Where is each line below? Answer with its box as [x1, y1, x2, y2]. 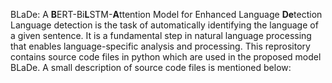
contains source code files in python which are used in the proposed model [10, 51, 322, 63]
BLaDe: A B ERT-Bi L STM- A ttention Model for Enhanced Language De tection [10, 9, 323, 20]
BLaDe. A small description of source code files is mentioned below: [10, 62, 292, 73]
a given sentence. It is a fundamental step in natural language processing [10, 30, 312, 41]
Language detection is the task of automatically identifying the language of [10, 19, 319, 31]
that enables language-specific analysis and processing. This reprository [10, 40, 311, 52]
